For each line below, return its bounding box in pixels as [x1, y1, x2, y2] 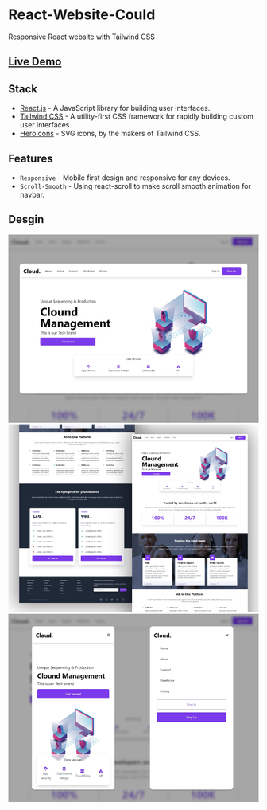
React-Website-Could [8, 6, 156, 24]
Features [8, 151, 53, 165]
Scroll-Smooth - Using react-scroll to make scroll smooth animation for [19, 181, 252, 190]
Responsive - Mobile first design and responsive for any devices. [19, 173, 230, 182]
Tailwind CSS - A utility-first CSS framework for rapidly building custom [19, 112, 254, 121]
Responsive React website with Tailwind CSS [8, 32, 155, 41]
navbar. [19, 190, 45, 199]
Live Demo [8, 55, 62, 68]
